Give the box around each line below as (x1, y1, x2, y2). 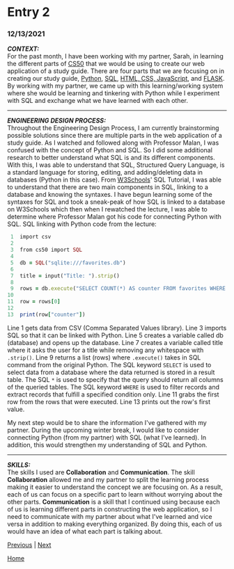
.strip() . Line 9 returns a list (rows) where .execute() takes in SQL (7, 353, 201, 362)
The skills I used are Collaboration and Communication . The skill (7, 467, 195, 476)
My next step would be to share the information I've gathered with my (7, 418, 207, 426)
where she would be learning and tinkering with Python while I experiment (7, 89, 220, 97)
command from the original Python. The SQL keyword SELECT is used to (7, 360, 212, 369)
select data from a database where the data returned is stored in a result (7, 368, 215, 376)
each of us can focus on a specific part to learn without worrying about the (7, 490, 223, 498)
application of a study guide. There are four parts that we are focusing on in (7, 67, 225, 75)
